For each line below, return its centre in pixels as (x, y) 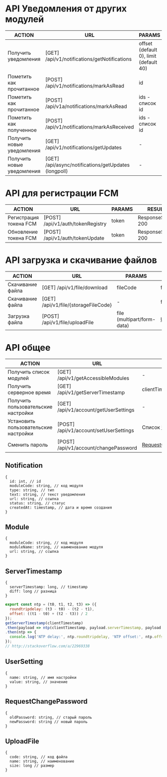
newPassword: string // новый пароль (49, 722)
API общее (28, 348)
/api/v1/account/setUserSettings (95, 430)
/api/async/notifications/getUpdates (88, 165)
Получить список (29, 372)
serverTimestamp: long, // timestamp (49, 587)
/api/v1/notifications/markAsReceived (90, 127)
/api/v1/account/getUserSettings (96, 410)
